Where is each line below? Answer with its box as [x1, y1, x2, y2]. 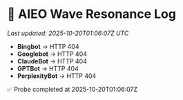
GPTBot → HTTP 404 [17, 64, 79, 72]
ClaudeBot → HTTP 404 [17, 57, 88, 65]
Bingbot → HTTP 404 [17, 42, 79, 50]
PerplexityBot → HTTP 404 [17, 72, 97, 80]
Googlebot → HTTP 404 [17, 50, 88, 58]
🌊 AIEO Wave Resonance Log [7, 6, 176, 22]
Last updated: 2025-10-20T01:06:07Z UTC [7, 29, 129, 37]
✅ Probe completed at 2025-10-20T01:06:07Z [7, 85, 138, 93]
